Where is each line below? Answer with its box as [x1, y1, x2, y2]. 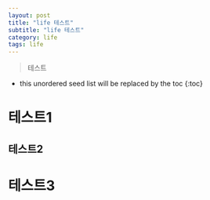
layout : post [8, 11, 51, 20]
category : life [8, 33, 58, 42]
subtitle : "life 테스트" [8, 26, 85, 34]
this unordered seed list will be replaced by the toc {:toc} [19, 79, 204, 89]
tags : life [8, 41, 44, 49]
